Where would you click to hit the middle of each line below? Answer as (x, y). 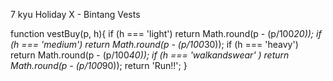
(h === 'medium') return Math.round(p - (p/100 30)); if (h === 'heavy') (154, 44)
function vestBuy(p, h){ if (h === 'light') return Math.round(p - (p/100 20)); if (166, 33)
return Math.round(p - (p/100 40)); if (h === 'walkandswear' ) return (150, 55)
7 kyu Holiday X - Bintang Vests (75, 14)
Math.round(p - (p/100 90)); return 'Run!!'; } (99, 65)
